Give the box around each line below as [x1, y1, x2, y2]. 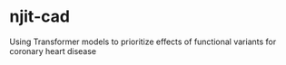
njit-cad [9, 6, 71, 27]
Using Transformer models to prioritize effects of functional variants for [9, 36, 277, 47]
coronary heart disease [9, 45, 97, 56]
